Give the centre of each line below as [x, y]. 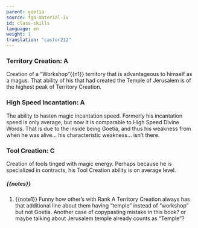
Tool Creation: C [30, 150]
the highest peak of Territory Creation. [54, 87]
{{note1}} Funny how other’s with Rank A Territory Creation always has [102, 199]
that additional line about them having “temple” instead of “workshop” [102, 205]
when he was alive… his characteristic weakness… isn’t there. [83, 135]
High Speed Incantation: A [46, 103]
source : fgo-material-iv [37, 17]
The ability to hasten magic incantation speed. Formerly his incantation [94, 116]
